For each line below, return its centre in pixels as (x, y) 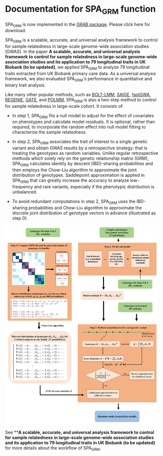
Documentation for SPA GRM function (81, 10)
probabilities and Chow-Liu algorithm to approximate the (85, 207)
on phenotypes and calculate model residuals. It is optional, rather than (83, 122)
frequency (22, 187)
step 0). (20, 218)
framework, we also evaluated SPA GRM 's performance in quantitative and (79, 79)
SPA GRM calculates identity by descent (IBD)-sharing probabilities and (82, 164)
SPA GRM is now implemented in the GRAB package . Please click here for (78, 25)
